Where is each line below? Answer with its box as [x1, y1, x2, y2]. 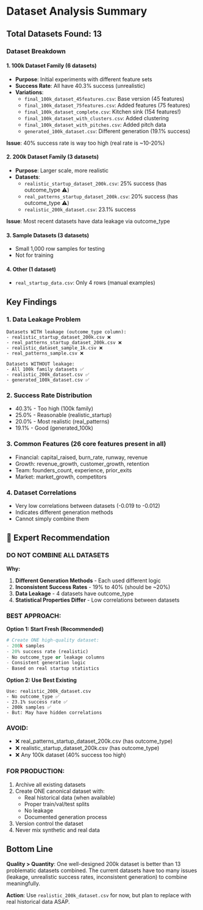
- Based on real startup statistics [6, 665, 99, 672]
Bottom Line [6, 844, 53, 854]
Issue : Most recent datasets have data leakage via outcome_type [6, 217, 171, 225]
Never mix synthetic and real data [15, 826, 101, 834]
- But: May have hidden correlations [6, 710, 102, 716]
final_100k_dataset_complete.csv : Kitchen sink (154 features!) [24, 108, 181, 115]
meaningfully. [6, 879, 41, 887]
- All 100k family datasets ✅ [6, 366, 84, 372]
